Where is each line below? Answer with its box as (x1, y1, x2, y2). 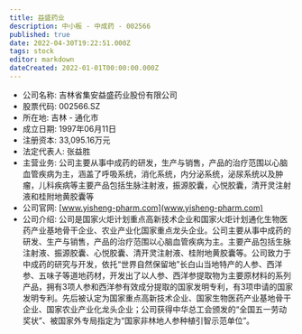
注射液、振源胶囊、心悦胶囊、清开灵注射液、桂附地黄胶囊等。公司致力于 (22, 247, 291, 258)
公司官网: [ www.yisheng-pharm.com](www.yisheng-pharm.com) (22, 202, 264, 213)
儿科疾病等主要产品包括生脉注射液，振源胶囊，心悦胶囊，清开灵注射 (38, 180, 291, 190)
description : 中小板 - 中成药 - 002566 (9, 22, 151, 31)
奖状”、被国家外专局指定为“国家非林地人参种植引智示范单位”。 (22, 315, 255, 326)
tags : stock (9, 47, 54, 56)
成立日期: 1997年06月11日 (22, 123, 117, 134)
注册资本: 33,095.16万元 (22, 135, 111, 145)
